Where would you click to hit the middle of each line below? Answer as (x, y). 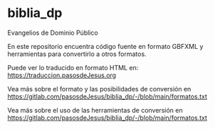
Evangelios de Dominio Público (53, 33)
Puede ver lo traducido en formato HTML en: (73, 67)
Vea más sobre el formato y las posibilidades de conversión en (99, 89)
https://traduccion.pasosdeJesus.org (62, 75)
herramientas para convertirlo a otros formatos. (77, 54)
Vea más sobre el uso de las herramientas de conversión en (95, 110)
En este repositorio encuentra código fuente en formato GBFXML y (105, 46)
